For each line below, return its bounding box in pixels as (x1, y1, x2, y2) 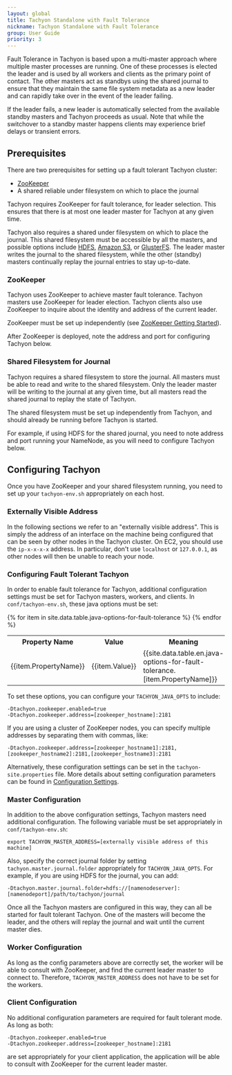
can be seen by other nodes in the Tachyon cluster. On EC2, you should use (7, 537, 223, 545)
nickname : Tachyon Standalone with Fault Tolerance (7, 23, 159, 30)
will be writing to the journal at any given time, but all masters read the (7, 387, 207, 396)
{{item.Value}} (91, 661, 137, 671)
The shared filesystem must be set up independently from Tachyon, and (7, 408, 213, 417)
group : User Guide (7, 29, 60, 37)
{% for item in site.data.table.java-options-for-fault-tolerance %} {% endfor (7, 613, 222, 621)
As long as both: (7, 1020, 54, 1029)
